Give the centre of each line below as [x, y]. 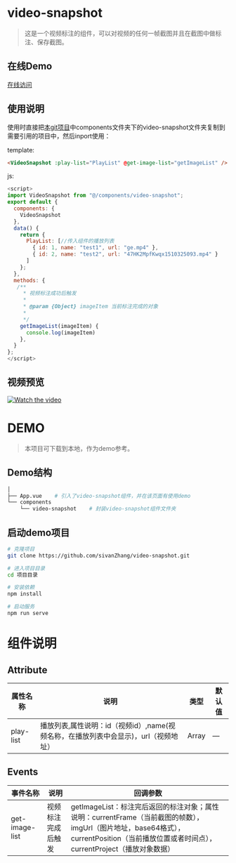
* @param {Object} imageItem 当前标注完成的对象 [91, 307]
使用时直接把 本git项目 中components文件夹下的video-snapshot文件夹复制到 [117, 127]
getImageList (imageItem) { [59, 326]
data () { [26, 228]
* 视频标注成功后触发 [50, 294]
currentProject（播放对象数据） [123, 849]
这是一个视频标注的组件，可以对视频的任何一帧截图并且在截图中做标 [123, 33]
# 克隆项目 [21, 549]
